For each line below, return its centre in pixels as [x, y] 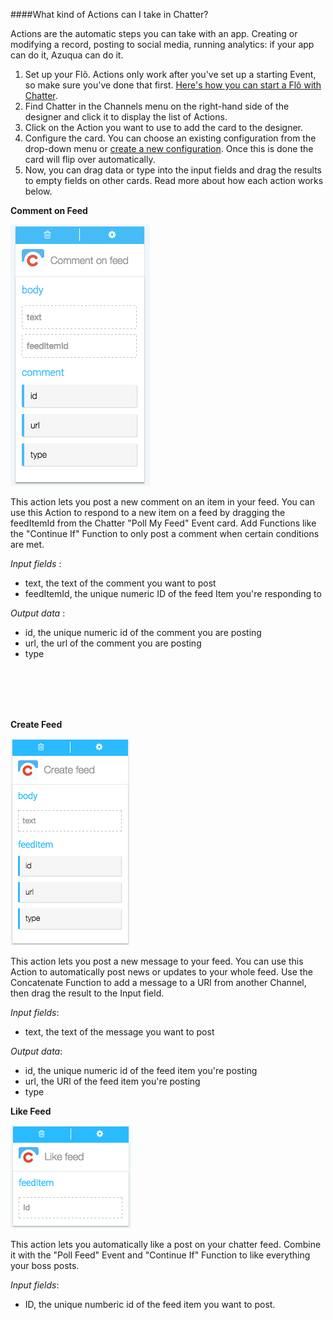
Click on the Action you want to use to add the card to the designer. [163, 127]
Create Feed [36, 724]
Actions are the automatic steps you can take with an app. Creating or [154, 33]
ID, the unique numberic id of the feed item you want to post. [150, 1304]
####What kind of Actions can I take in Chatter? [109, 14]
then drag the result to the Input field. [87, 993]
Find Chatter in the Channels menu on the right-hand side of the [157, 106]
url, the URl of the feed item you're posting [112, 1081]
